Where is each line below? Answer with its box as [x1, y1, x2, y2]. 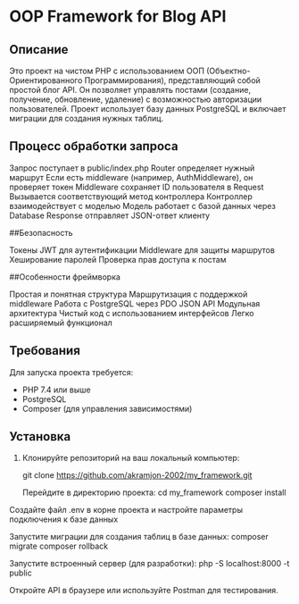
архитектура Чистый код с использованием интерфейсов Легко [9, 307, 254, 318]
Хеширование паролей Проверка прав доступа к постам [9, 254, 227, 264]
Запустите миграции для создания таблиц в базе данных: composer [9, 532, 270, 542]
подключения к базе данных [9, 514, 119, 524]
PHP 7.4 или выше [21, 384, 91, 395]
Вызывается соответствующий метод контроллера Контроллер [9, 190, 253, 202]
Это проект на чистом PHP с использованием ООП [9, 65, 205, 76]
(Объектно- [206, 65, 251, 76]
